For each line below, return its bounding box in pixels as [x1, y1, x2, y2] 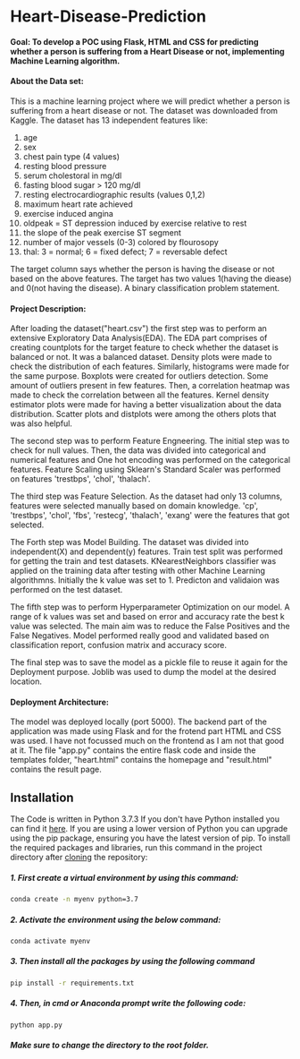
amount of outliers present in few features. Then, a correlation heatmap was [10, 380, 290, 391]
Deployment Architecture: [10, 696, 110, 707]
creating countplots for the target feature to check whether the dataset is [10, 342, 279, 353]
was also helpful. [10, 418, 72, 429]
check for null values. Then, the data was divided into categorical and [10, 445, 267, 456]
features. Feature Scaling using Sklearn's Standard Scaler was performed [10, 464, 281, 475]
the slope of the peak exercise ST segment [22, 226, 181, 238]
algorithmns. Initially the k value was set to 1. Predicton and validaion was [10, 575, 280, 585]
